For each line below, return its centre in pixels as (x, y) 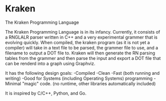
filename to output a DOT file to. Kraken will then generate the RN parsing (80, 53)
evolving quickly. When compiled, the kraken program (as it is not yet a (78, 42)
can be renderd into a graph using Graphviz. (50, 63)
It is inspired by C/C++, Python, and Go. (46, 93)
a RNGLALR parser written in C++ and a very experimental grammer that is (81, 37)
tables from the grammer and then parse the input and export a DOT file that (83, 58)
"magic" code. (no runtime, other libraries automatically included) (89, 83)
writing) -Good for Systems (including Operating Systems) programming (79, 78)
